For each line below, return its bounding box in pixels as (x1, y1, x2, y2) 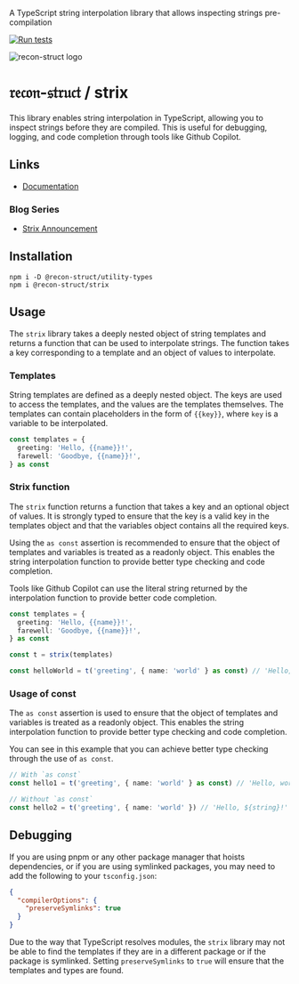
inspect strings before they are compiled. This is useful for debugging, (9, 122, 268, 133)
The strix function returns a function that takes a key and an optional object (9, 501, 289, 512)
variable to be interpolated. (9, 417, 109, 428)
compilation (9, 17, 53, 28)
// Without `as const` (9, 795, 93, 804)
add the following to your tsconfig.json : (9, 870, 158, 881)
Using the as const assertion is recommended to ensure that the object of (9, 537, 280, 548)
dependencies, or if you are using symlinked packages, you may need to (9, 860, 276, 871)
